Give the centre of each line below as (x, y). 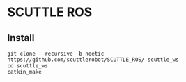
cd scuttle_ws (28, 66)
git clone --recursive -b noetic (56, 54)
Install (21, 38)
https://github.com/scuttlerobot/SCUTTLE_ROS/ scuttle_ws (93, 60)
